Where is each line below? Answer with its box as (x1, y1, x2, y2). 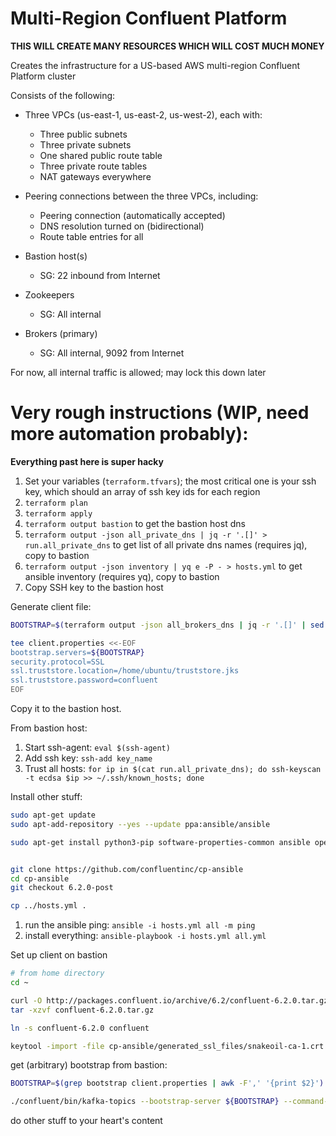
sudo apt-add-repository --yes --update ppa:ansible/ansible (10, 819, 271, 829)
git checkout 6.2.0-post (10, 883, 114, 893)
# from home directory (10, 968, 105, 979)
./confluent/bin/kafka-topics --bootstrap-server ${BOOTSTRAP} (10, 1097, 280, 1107)
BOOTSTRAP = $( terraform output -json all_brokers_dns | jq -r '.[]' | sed (10, 620, 325, 630)
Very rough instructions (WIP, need (10, 402, 310, 424)
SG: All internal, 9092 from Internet (39, 347, 185, 359)
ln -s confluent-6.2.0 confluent (10, 1023, 150, 1033)
